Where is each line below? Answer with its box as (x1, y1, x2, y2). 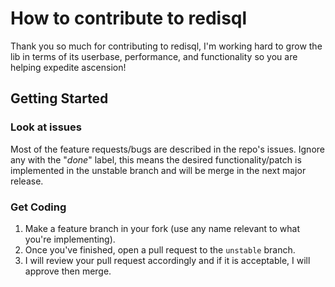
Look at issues (10, 120, 82, 134)
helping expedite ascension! (10, 61, 127, 73)
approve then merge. (24, 265, 112, 277)
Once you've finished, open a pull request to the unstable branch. (24, 243, 296, 256)
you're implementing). (24, 233, 116, 245)
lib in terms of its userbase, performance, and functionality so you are (10, 50, 298, 62)
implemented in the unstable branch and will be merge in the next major (10, 164, 307, 176)
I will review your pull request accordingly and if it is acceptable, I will (24, 254, 311, 266)
